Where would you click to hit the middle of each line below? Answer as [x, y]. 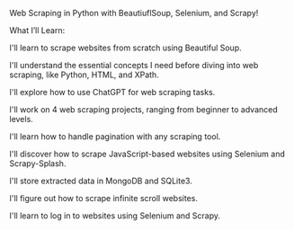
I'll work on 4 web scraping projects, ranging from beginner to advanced [144, 110]
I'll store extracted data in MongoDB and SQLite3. [101, 181]
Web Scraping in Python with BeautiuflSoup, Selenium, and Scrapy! [134, 13]
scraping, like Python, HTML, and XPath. [84, 75]
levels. [21, 119]
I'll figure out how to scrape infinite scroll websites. [103, 198]
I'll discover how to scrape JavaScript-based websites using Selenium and [147, 154]
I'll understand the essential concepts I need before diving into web [134, 65]
